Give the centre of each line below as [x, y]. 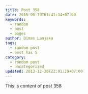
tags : [11, 43]
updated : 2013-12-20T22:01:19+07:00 [44, 72]
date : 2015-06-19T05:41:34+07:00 [41, 15]
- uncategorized [27, 67]
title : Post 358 [22, 10]
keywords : [16, 19]
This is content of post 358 [34, 86]
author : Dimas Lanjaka [29, 39]
